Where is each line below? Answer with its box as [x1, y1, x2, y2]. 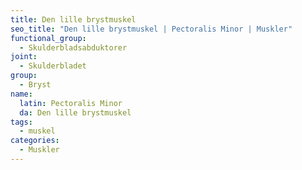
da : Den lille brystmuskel [19, 107, 132, 118]
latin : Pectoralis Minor [19, 98, 123, 108]
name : [10, 89, 33, 99]
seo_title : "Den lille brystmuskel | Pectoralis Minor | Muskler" [10, 24, 293, 34]
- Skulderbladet [19, 61, 87, 71]
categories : [10, 136, 60, 146]
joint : [10, 52, 38, 62]
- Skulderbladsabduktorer [19, 42, 128, 53]
